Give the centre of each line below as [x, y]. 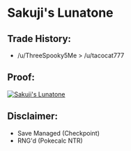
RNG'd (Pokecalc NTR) [50, 141]
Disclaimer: [32, 116]
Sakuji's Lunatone [60, 13]
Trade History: [39, 39]
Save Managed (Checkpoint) [58, 133]
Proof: [21, 77]
